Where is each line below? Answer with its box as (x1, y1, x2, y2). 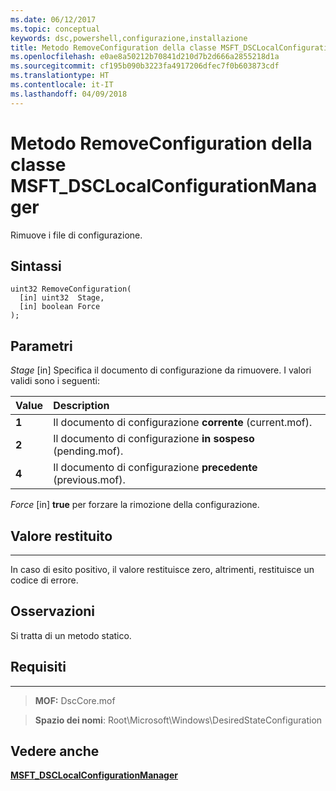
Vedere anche (10, 743, 100, 760)
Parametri (10, 337, 73, 355)
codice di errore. (10, 574, 79, 586)
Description (53, 399, 110, 413)
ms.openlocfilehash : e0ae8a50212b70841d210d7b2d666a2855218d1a (10, 52, 280, 62)
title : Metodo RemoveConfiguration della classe (10, 42, 217, 53)
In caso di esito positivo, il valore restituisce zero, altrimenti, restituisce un (10, 564, 315, 575)
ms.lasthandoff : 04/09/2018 (10, 89, 128, 99)
